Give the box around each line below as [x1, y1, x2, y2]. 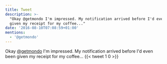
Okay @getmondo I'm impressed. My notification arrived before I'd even [5, 48, 153, 54]
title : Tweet [5, 7, 32, 12]
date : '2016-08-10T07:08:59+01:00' [5, 26, 79, 31]
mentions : [5, 30, 26, 35]
